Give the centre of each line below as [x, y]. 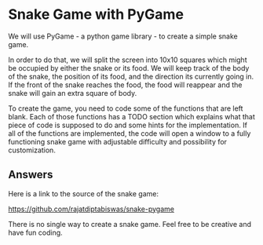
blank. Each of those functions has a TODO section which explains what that [131, 116]
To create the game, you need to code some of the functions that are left [126, 108]
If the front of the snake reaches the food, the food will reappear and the [125, 85]
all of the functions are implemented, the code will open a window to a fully [130, 133]
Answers [31, 175]
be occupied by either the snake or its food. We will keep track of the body [129, 68]
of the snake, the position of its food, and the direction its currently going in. [131, 76]
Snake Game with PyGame [96, 15]
